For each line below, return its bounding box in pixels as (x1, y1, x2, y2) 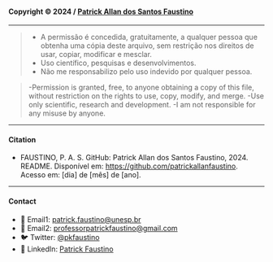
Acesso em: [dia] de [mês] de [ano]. (19, 170, 141, 180)
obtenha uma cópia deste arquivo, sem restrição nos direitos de (40, 41, 254, 50)
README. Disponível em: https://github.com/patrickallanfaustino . (19, 161, 238, 171)
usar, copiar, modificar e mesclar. (40, 50, 153, 59)
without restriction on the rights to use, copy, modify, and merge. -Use (28, 91, 264, 101)
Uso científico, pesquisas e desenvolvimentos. (40, 58, 197, 68)
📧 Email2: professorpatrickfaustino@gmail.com (19, 223, 178, 233)
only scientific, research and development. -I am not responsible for (28, 100, 256, 110)
